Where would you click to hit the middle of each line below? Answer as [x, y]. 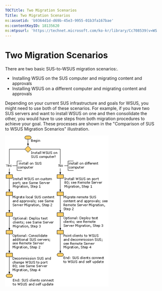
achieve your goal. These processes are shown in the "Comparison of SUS [80, 124]
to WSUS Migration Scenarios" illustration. [47, 129]
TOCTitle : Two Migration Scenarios [41, 10]
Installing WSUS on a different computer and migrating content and [79, 89]
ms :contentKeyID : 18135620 [32, 26]
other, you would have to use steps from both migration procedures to [75, 119]
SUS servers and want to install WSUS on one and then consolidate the [76, 114]
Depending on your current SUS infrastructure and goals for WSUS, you [77, 103]
